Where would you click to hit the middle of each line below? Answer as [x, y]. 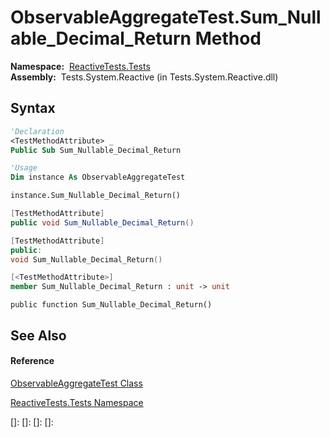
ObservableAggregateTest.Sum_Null [166, 17]
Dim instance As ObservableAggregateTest [98, 177]
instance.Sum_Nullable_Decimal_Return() [96, 196]
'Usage [24, 168]
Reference [32, 361]
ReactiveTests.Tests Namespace [77, 402]
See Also [38, 335]
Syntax [33, 108]
